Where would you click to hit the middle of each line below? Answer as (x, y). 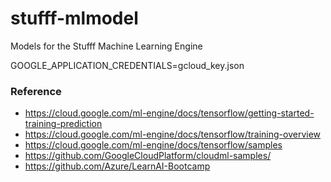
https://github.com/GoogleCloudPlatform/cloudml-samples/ (148, 156)
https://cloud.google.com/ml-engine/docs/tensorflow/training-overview (173, 134)
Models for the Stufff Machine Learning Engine (106, 46)
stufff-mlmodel (74, 18)
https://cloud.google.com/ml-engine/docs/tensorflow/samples (153, 145)
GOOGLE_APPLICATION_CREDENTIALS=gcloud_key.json (127, 65)
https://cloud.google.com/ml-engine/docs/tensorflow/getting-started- (169, 113)
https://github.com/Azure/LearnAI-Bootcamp (117, 166)
